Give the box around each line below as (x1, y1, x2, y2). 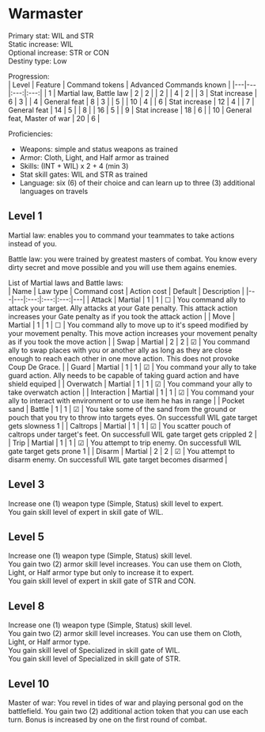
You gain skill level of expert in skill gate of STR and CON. (8, 576, 196, 586)
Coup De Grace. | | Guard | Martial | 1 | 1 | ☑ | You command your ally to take (8, 362, 257, 372)
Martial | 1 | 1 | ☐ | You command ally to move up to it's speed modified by (8, 320, 249, 330)
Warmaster (8, 5, 83, 23)
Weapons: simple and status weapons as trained (19, 144, 178, 154)
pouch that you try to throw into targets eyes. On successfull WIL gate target (8, 413, 258, 422)
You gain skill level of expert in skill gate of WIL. (8, 507, 164, 517)
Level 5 (8, 530, 45, 543)
